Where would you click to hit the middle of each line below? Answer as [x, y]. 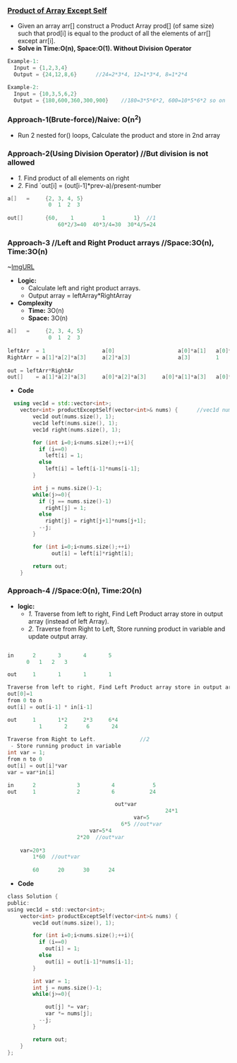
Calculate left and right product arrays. [84, 288]
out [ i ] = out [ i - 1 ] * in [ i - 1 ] [50, 707]
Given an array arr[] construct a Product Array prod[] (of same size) [116, 26]
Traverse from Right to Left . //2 [79, 740]
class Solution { [33, 897]
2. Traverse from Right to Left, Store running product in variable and [127, 629]
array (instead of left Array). [68, 621]
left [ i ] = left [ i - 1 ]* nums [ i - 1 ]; [92, 469]
